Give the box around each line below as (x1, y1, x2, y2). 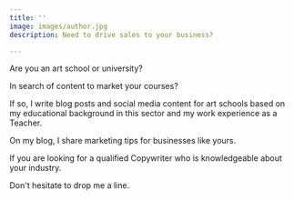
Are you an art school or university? (9, 63, 143, 74)
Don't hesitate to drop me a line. (9, 180, 130, 191)
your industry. (9, 163, 62, 174)
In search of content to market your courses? (9, 81, 179, 92)
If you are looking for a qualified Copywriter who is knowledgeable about (9, 153, 282, 164)
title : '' (9, 13, 47, 23)
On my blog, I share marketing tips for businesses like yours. (9, 135, 237, 146)
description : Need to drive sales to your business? (9, 30, 214, 39)
